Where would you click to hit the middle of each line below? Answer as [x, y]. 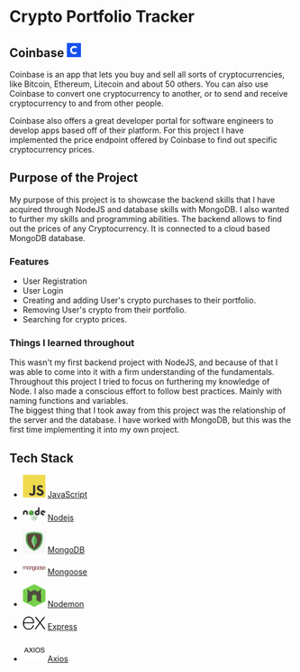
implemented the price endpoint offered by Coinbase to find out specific [143, 140]
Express [63, 627]
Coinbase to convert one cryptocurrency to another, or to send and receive [149, 93]
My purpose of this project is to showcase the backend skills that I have [142, 200]
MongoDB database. [47, 238]
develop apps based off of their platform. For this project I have [127, 130]
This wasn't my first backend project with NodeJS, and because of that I [144, 362]
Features [29, 261]
